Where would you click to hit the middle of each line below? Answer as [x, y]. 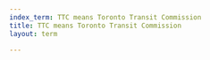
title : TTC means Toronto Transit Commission [95, 26]
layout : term [34, 34]
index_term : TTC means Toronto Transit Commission [105, 17]
